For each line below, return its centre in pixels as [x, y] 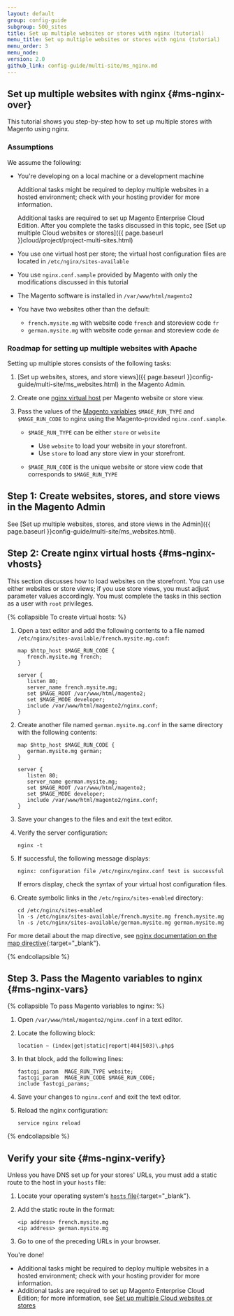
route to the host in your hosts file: [57, 1183]
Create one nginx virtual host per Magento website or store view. [111, 398]
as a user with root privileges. [50, 603]
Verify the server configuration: [63, 833]
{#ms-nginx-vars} [48, 989]
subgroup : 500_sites [37, 27]
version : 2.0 [26, 59]
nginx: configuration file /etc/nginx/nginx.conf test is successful [121, 871]
